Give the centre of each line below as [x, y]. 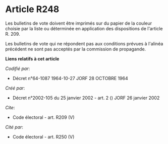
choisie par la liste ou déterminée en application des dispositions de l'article [84, 28]
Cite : [10, 107]
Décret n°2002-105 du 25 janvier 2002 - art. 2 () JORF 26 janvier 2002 [86, 98]
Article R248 [32, 9]
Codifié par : [18, 68]
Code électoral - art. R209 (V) [43, 117]
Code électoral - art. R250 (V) [43, 136]
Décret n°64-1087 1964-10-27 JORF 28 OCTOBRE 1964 [70, 78]
